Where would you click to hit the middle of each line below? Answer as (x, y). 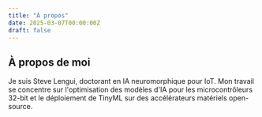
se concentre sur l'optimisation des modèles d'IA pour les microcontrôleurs (131, 90)
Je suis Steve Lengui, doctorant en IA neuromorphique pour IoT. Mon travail (131, 81)
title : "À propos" (38, 15)
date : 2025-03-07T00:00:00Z (54, 23)
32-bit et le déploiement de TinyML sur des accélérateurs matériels (118, 98)
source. (21, 107)
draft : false (30, 30)
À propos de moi (49, 62)
